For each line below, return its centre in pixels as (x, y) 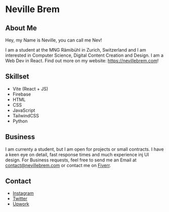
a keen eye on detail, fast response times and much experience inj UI (77, 154)
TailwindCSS (26, 115)
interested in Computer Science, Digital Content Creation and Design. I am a (84, 55)
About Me (21, 28)
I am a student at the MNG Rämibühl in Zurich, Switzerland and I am (76, 50)
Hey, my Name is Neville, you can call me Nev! (54, 40)
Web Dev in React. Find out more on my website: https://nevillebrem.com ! (82, 61)
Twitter (20, 199)
